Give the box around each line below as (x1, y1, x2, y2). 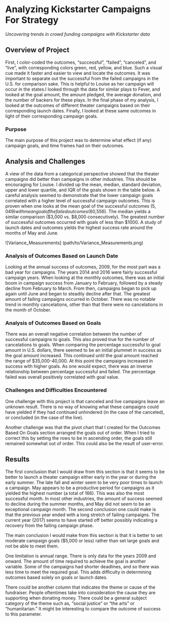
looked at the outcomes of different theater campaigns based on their (5, 102, 151, 108)
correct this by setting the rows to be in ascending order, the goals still (5, 435, 152, 441)
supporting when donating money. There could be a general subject (5, 595, 147, 601)
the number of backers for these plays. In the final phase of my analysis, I (5, 97, 158, 103)
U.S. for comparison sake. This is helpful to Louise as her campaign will (5, 81, 154, 87)
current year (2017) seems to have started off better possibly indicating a (5, 517, 158, 523)
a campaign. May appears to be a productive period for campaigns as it (5, 485, 154, 491)
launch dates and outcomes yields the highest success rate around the (5, 224, 153, 230)
